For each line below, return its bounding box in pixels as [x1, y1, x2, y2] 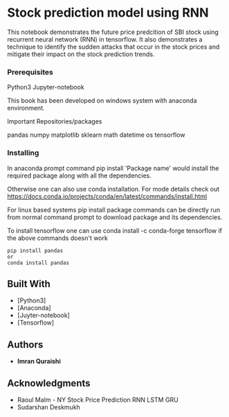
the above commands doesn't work [7, 234, 109, 242]
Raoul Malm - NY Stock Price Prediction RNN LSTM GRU [17, 395, 178, 404]
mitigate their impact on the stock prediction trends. [7, 50, 155, 58]
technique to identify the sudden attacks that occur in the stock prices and [7, 42, 220, 51]
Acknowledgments [7, 377, 91, 389]
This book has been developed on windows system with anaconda [7, 96, 197, 105]
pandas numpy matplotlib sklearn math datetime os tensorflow [7, 130, 185, 139]
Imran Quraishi [17, 357, 61, 366]
